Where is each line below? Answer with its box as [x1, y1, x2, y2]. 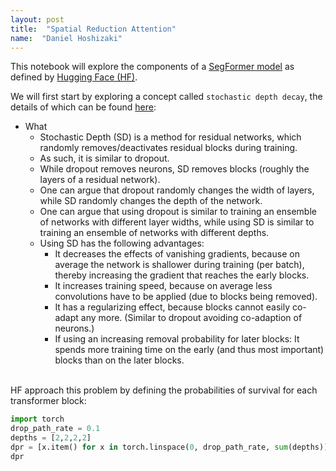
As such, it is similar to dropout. [39, 152, 170, 165]
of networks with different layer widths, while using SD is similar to [39, 216, 315, 228]
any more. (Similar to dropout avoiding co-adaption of [80, 312, 303, 324]
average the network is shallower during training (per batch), [54, 259, 305, 271]
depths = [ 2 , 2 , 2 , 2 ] [10, 433, 92, 443]
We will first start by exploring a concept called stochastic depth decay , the [10, 91, 323, 103]
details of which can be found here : [10, 101, 157, 113]
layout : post [10, 14, 65, 25]
